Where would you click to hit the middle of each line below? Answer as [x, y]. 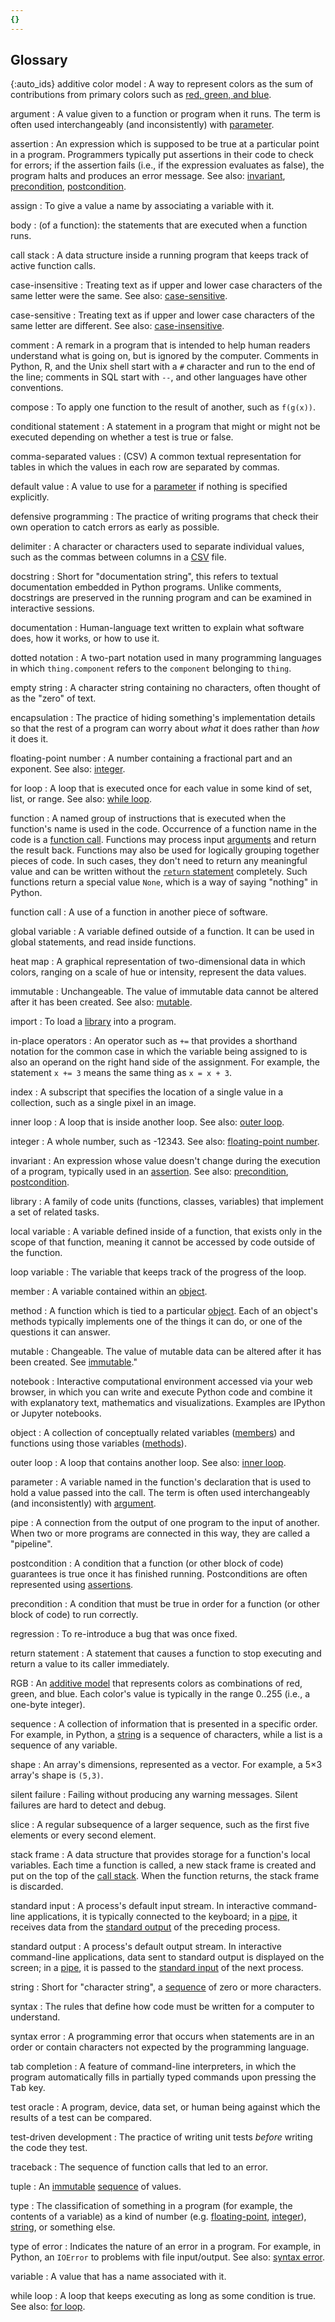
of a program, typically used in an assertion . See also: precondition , [149, 1172]
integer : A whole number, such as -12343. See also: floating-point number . [165, 1142]
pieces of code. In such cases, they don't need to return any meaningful [159, 861]
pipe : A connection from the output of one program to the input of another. [165, 1523]
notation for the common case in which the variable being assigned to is [159, 1052]
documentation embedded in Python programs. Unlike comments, [146, 587]
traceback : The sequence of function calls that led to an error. [139, 2167]
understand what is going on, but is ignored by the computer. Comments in [164, 356]
